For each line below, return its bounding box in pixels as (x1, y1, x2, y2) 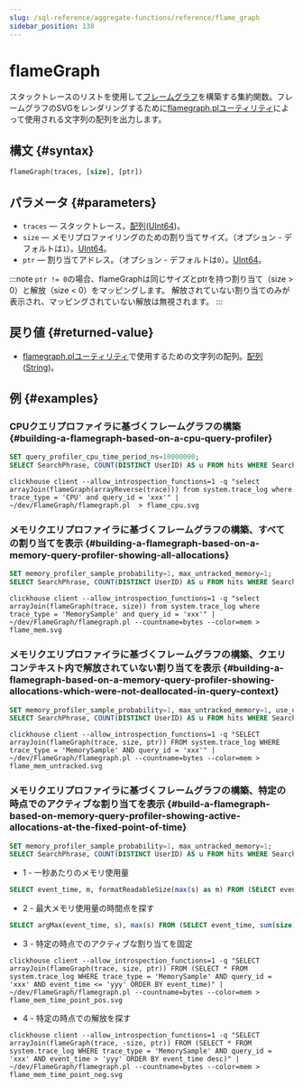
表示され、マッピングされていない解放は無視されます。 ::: (9, 295, 224, 307)
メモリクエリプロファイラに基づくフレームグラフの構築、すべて (9, 524, 286, 536)
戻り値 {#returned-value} (9, 325, 154, 340)
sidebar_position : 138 (9, 22, 95, 31)
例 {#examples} (9, 391, 99, 406)
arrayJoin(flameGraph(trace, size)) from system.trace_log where (9, 602, 260, 611)
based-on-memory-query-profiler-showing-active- (9, 810, 241, 823)
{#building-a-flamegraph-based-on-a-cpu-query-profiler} (9, 432, 273, 445)
